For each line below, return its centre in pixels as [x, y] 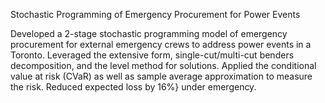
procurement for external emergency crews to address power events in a [161, 44]
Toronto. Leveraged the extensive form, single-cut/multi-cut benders [152, 55]
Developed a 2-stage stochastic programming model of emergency [149, 33]
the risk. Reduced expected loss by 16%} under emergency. [133, 87]
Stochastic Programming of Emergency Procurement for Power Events [155, 14]
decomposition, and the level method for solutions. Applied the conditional [163, 65]
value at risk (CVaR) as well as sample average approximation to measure [161, 76]
